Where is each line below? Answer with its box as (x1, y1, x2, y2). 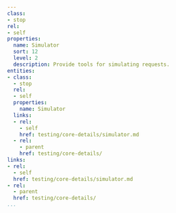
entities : (7, 67, 36, 74)
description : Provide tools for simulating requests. (13, 61, 170, 68)
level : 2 (13, 55, 38, 62)
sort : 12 (13, 49, 38, 55)
